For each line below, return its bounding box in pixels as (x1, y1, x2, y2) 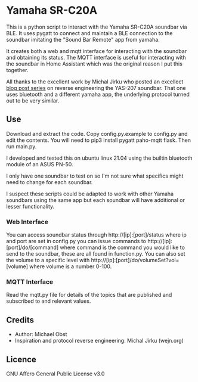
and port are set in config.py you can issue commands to (6, 238, 146, 245)
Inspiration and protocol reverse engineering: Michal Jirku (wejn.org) (14, 337, 184, 344)
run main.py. (6, 142, 37, 150)
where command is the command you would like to (59, 244, 185, 251)
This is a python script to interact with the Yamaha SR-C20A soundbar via (6, 23, 187, 30)
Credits (6, 315, 35, 325)
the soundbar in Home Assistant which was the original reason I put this (6, 60, 183, 67)
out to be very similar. (6, 97, 60, 104)
